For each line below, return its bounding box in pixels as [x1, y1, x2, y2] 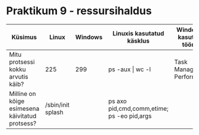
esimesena [9, 104, 40, 112]
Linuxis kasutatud [112, 29, 165, 37]
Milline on [9, 89, 37, 98]
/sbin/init [45, 101, 70, 109]
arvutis [9, 72, 28, 81]
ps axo [108, 97, 127, 105]
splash [45, 108, 64, 116]
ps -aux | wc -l [108, 65, 151, 73]
